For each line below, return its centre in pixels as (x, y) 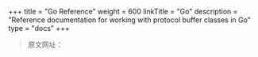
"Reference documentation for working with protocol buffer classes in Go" (130, 20)
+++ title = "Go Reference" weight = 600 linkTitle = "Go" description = (123, 11)
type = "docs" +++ (39, 28)
